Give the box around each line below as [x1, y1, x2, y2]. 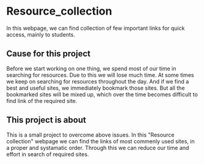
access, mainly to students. [6, 30, 75, 38]
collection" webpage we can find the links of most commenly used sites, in [6, 137, 195, 144]
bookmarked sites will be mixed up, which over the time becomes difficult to [6, 90, 199, 98]
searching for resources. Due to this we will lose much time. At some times [6, 71, 194, 79]
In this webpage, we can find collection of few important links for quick [6, 24, 185, 32]
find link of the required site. [6, 97, 78, 104]
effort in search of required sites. [6, 151, 89, 158]
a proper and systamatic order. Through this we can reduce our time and [6, 144, 189, 151]
